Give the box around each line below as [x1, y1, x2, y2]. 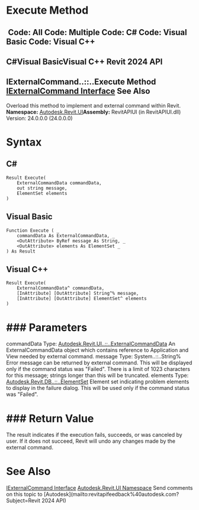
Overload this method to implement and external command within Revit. [6, 102, 181, 109]
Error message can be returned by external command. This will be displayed [6, 359, 192, 366]
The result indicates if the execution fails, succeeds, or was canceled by [6, 432, 182, 439]
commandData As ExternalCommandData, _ [17, 232, 115, 238]
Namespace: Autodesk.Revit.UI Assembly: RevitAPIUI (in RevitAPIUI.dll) [6, 108, 181, 115]
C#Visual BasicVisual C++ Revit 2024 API [6, 56, 163, 67]
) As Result [6, 248, 36, 254]
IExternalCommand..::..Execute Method [6, 77, 156, 87]
